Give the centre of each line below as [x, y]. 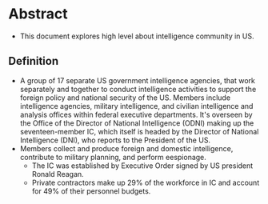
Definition [33, 61]
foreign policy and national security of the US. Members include [125, 98]
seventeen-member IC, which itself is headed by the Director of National [139, 131]
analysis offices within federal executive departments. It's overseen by [136, 114]
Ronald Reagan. [58, 174]
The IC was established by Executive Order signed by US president [142, 166]
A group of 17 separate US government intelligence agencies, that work [138, 80]
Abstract [38, 14]
